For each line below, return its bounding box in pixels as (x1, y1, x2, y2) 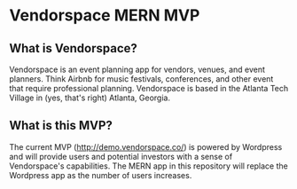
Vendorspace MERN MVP (9, 5, 200, 26)
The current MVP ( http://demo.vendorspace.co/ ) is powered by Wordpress (9, 141, 283, 152)
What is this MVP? (9, 118, 113, 133)
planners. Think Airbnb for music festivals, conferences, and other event (9, 74, 274, 84)
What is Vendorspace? (9, 41, 137, 56)
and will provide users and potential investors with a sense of (9, 151, 233, 161)
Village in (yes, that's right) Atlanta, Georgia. (9, 92, 171, 103)
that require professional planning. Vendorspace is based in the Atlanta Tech (9, 83, 289, 93)
